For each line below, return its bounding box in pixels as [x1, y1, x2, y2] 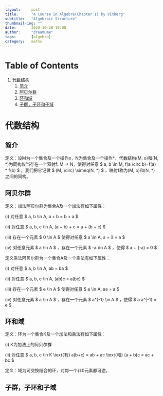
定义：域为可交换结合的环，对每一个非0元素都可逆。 [5, 368, 110, 374]
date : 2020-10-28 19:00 [5, 25, 67, 30]
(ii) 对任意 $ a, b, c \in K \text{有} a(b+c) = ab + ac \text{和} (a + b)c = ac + [5, 352, 154, 358]
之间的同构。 [5, 173, 31, 179]
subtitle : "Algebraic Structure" [5, 16, 77, 21]
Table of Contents [5, 60, 79, 71]
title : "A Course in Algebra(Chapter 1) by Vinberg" [5, 12, 125, 17]
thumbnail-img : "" [5, 21, 42, 26]
